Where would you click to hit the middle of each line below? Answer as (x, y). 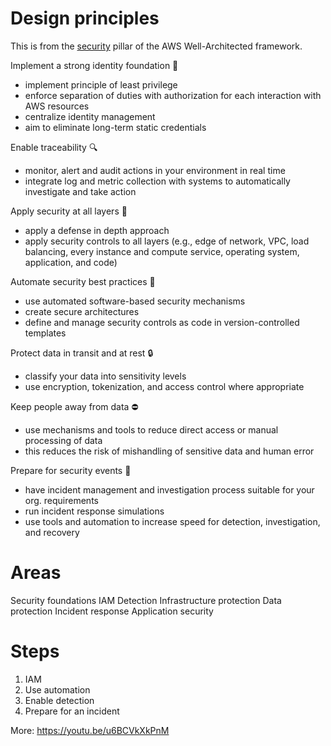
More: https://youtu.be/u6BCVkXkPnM (90, 730)
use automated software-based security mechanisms (135, 301)
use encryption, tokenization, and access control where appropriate (164, 386)
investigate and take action (80, 191)
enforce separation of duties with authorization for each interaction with (173, 95)
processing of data (63, 440)
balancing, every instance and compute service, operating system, (162, 251)
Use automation (57, 689)
